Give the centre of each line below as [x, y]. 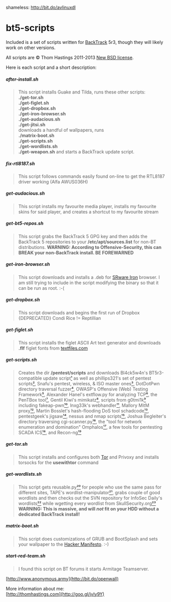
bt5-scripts [30, 28]
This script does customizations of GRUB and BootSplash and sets [88, 539]
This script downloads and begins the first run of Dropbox [79, 312]
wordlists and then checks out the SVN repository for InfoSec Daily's [90, 498]
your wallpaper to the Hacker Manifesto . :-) [63, 544]
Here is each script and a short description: [51, 67]
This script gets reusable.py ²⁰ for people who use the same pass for [90, 487]
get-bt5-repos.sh [25, 223]
